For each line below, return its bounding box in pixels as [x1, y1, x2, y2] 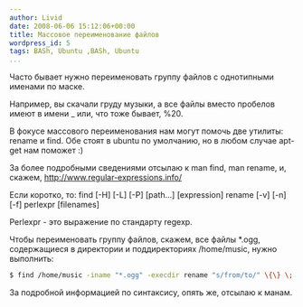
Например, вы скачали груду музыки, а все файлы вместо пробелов [9, 98, 276, 109]
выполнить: [9, 254, 54, 265]
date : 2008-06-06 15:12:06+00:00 [9, 22, 136, 31]
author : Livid [9, 13, 63, 23]
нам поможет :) [24, 145, 84, 156]
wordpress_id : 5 [9, 38, 71, 48]
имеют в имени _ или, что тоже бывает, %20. [9, 108, 184, 119]
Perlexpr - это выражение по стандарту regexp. [9, 217, 193, 228]
